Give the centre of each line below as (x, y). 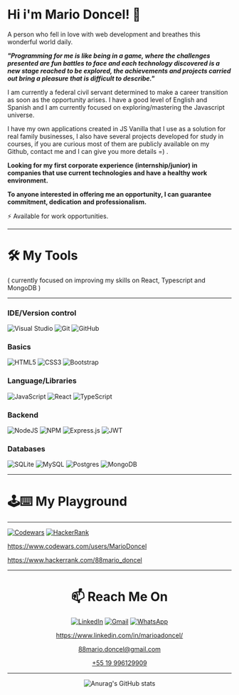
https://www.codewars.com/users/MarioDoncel (77, 546)
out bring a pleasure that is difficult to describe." (81, 78)
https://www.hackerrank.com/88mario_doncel (75, 560)
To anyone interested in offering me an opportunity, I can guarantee (110, 194)
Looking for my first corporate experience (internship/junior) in (102, 165)
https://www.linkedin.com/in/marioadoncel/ (119, 635)
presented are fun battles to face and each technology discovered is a (114, 63)
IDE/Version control (42, 313)
